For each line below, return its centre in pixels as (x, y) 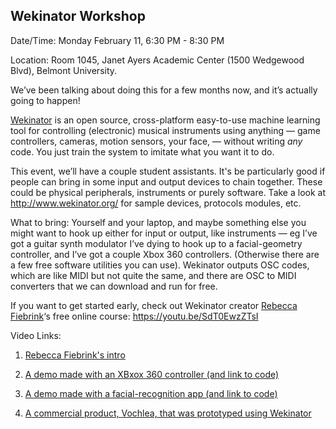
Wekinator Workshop (78, 16)
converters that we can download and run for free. (114, 286)
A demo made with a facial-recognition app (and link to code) (151, 393)
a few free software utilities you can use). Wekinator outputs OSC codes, (160, 265)
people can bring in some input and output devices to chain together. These (166, 181)
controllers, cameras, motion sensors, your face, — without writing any (156, 141)
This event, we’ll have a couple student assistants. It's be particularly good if (168, 171)
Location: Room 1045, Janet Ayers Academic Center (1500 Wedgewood (157, 60)
